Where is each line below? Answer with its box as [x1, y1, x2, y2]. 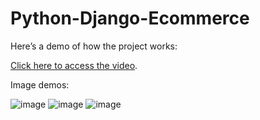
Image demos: [10, 78, 70, 91]
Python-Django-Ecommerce [10, 7, 250, 30]
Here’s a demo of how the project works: [10, 40, 178, 52]
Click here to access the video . [10, 59, 138, 71]
